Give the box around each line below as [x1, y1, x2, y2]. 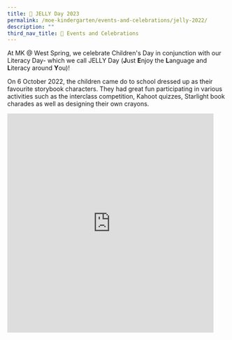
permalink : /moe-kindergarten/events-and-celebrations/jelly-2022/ [7, 17, 208, 24]
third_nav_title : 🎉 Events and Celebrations [7, 29, 139, 37]
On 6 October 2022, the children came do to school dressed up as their [7, 78, 213, 86]
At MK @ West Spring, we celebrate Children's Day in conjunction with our [7, 49, 222, 57]
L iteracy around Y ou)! [7, 64, 70, 72]
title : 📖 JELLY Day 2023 [7, 10, 80, 17]
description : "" [7, 23, 55, 30]
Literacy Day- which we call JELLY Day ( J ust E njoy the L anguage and [7, 57, 208, 65]
